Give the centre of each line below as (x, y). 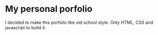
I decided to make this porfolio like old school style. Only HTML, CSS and (79, 22)
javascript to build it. (26, 27)
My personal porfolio (49, 9)
